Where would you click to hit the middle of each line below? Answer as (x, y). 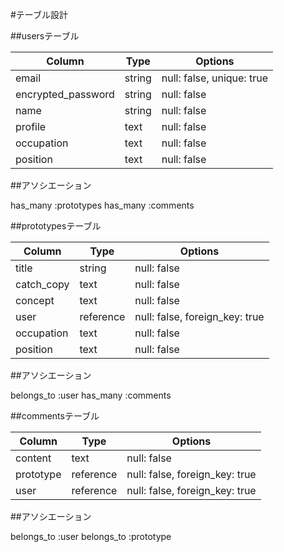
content (33, 458)
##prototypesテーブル (56, 226)
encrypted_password (65, 94)
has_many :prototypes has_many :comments (102, 205)
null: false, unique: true (214, 78)
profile (31, 126)
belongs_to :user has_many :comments (91, 395)
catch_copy (42, 284)
